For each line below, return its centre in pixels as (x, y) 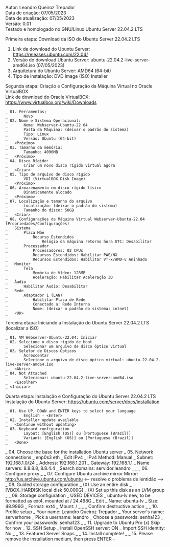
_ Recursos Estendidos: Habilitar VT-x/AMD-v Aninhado (76, 259)
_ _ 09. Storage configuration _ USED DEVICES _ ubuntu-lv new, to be (78, 495)
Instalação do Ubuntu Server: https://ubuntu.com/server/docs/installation (82, 402)
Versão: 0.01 (18, 24)
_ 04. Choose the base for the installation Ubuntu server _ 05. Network (79, 452)
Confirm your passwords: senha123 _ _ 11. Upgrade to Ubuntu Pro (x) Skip (83, 522)
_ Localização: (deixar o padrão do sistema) (61, 206)
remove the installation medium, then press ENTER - (60, 539)
